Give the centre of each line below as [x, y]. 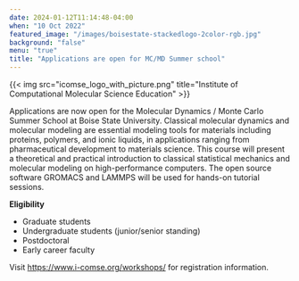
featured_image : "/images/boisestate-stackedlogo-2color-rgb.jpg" [135, 34]
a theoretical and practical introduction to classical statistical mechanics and [149, 158]
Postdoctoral [46, 240]
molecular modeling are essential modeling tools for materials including [140, 130]
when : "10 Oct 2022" [48, 26]
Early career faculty [58, 250]
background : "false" [48, 42]
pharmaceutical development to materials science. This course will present [147, 149]
